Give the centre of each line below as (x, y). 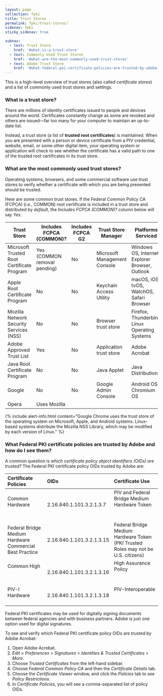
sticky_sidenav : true (27, 32)
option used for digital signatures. (39, 624)
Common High (24, 566)
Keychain (107, 285)
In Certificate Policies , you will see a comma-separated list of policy (80, 684)
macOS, (140, 279)
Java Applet (110, 370)
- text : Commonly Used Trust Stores (46, 55)
